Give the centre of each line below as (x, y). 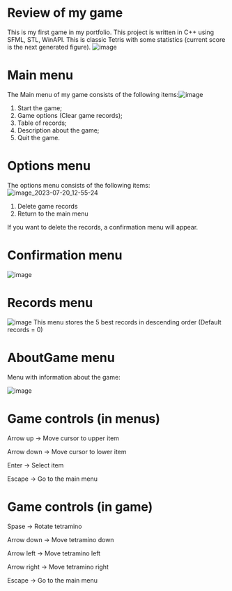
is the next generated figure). (49, 47)
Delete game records (47, 206)
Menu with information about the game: (64, 377)
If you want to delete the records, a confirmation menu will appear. (103, 227)
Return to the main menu (53, 214)
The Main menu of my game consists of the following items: (93, 94)
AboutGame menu (61, 358)
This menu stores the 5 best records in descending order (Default (127, 322)
